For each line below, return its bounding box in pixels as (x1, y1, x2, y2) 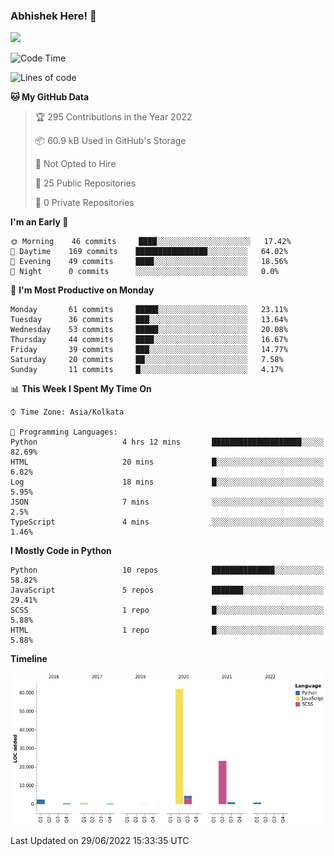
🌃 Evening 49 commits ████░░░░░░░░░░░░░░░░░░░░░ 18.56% (10, 257, 288, 267)
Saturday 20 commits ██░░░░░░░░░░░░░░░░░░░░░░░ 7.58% (10, 355, 284, 365)
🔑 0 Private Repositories (34, 197, 135, 209)
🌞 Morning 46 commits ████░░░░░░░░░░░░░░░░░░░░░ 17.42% (10, 237, 292, 247)
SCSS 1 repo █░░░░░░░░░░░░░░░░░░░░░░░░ (10, 605, 325, 616)
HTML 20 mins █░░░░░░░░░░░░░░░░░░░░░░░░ (10, 457, 325, 468)
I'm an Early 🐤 (10, 216, 69, 228)
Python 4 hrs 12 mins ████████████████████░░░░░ (10, 437, 325, 448)
